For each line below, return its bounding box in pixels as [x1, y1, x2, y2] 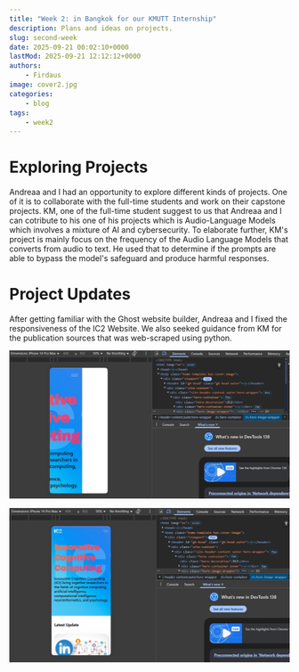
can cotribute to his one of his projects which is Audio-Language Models [9, 215, 276, 226]
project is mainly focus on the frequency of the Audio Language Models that [9, 234, 289, 245]
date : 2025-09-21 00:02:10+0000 [9, 43, 129, 52]
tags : [9, 108, 29, 118]
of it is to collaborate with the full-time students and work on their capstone [9, 196, 287, 207]
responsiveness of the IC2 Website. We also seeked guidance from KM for [9, 324, 282, 334]
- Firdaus [25, 71, 62, 80]
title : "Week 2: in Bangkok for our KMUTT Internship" [9, 14, 217, 23]
